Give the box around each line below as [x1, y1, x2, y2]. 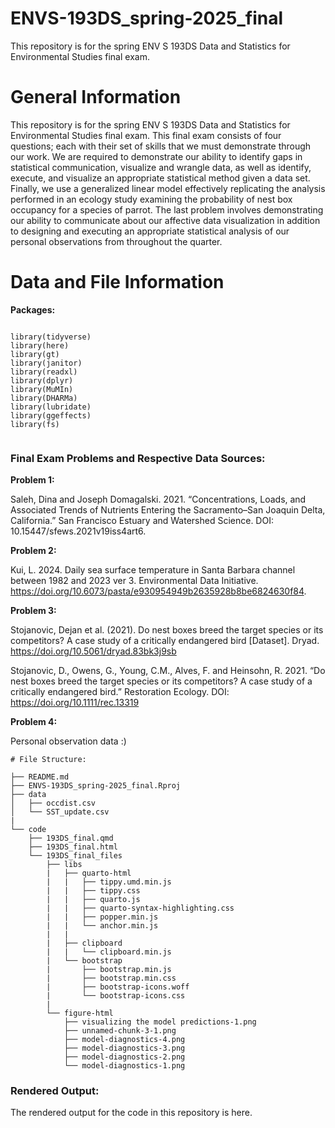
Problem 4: [10, 716, 58, 728]
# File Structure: [10, 755, 87, 765]
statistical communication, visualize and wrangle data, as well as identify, [10, 161, 312, 173]
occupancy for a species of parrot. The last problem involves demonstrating [10, 203, 324, 216]
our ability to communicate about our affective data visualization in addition [10, 214, 321, 226]
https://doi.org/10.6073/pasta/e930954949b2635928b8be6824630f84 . [10, 585, 307, 597]
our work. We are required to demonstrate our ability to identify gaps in [10, 150, 303, 162]
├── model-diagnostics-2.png [63, 1052, 186, 1062]
